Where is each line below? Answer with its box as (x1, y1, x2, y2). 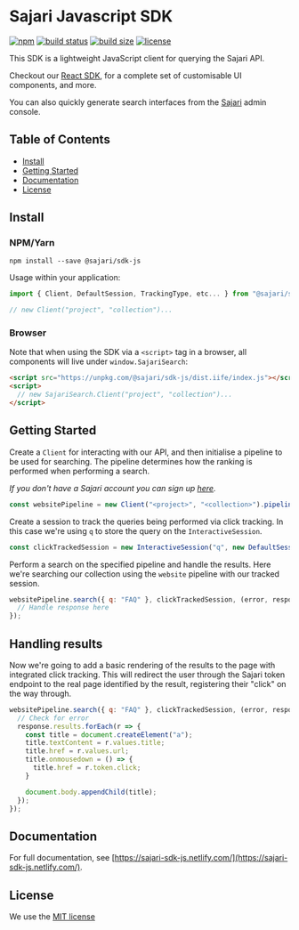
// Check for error (17, 714, 90, 723)
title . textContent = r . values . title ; (25, 739, 166, 748)
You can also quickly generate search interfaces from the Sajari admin (9, 96, 267, 108)
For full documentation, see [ (9, 853, 116, 863)
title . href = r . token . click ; (32, 764, 141, 772)
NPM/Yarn (9, 237, 55, 249)
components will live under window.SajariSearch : (9, 356, 189, 367)
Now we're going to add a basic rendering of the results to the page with (9, 659, 276, 670)
